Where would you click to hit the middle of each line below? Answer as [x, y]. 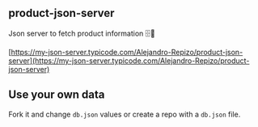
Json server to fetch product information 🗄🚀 [82, 33]
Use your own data [57, 95]
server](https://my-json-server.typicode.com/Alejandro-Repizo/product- [129, 61]
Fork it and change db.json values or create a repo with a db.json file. [125, 114]
